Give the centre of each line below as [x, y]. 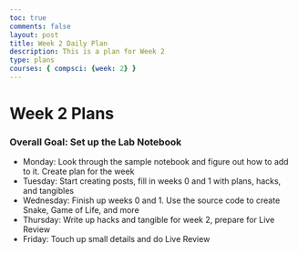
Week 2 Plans [62, 114]
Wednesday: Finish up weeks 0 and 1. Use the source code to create [151, 200]
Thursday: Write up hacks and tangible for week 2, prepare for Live [149, 220]
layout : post [34, 35]
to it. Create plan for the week [78, 172]
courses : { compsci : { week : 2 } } [73, 69]
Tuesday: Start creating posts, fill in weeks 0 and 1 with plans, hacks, [152, 181]
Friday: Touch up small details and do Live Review [116, 239]
